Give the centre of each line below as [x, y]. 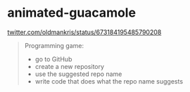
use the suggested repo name [78, 74]
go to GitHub [53, 59]
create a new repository [69, 66]
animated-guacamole [71, 13]
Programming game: [54, 45]
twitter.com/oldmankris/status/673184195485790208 [84, 32]
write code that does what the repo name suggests [109, 81]
